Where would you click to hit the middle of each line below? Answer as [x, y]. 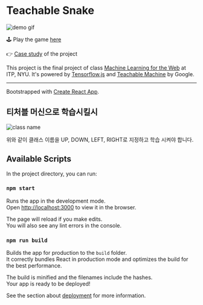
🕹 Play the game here [34, 39]
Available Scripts [39, 159]
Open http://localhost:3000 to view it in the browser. [71, 207]
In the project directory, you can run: [52, 174]
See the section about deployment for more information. [76, 296]
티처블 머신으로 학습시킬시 [52, 112]
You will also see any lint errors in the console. [64, 225]
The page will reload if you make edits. [54, 219]
